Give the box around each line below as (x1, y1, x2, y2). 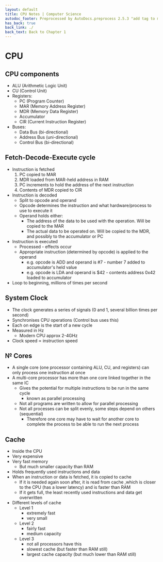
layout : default (5, 7, 38, 12)
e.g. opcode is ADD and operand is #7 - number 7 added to (26, 259, 146, 265)
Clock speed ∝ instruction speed (12, 338, 78, 344)
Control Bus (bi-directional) (19, 139, 74, 145)
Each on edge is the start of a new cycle (12, 322, 93, 328)
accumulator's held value (26, 264, 77, 270)
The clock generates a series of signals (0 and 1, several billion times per (12, 307, 158, 313)
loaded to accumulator (26, 275, 72, 281)
